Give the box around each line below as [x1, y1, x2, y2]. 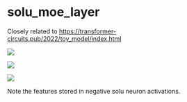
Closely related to [7, 27, 58, 35]
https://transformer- [58, 27, 117, 35]
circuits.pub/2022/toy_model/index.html [7, 34, 122, 42]
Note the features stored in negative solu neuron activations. [7, 87, 181, 95]
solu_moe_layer [7, 4, 100, 20]
